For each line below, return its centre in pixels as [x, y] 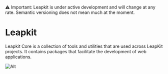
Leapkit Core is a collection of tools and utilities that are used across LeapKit [84, 46]
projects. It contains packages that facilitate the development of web [76, 51]
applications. [18, 57]
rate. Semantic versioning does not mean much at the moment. [70, 12]
